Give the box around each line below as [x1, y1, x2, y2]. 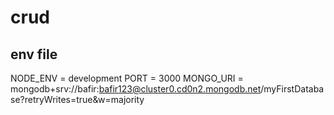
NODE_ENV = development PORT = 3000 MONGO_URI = [10, 72, 244, 84]
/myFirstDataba [260, 83, 325, 95]
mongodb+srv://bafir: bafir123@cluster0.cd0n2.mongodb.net [10, 83, 262, 95]
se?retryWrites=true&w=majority [10, 94, 145, 105]
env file [10, 46, 58, 63]
